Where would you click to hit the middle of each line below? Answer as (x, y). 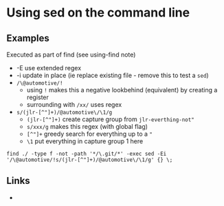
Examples (28, 38)
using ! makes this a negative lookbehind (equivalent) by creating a (122, 90)
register (38, 97)
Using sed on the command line (98, 13)
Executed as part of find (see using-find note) (71, 54)
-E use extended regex (49, 68)
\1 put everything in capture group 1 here (85, 141)
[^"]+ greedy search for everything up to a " (89, 134)
